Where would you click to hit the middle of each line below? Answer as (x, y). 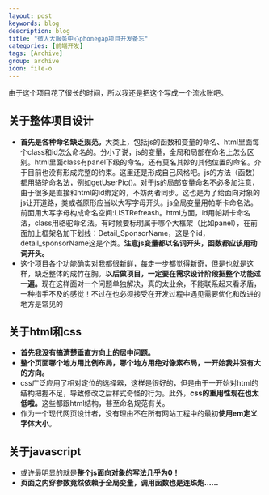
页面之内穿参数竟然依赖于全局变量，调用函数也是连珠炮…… (119, 483)
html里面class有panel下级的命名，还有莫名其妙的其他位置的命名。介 (148, 162)
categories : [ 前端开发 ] (46, 46)
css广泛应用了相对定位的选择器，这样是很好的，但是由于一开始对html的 (139, 383)
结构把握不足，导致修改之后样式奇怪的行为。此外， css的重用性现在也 (136, 393)
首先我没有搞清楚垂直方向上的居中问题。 (87, 352)
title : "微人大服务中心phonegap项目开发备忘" (78, 38)
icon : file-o (30, 69)
